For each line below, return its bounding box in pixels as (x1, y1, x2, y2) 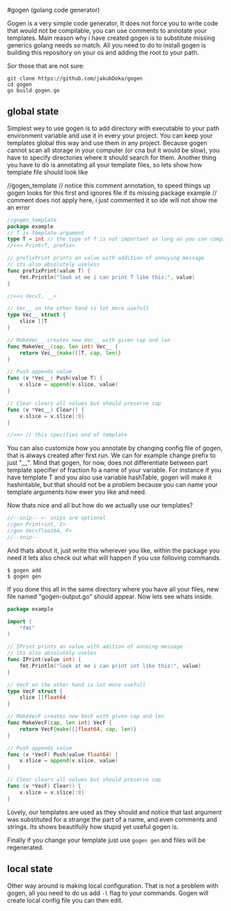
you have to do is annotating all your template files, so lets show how (7, 160, 203, 169)
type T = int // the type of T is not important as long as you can (7, 235, 208, 243)
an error (7, 203, 30, 211)
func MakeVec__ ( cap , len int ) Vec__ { (7, 343, 118, 350)
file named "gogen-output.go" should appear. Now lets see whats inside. (7, 592, 214, 600)
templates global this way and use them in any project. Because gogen (7, 138, 208, 147)
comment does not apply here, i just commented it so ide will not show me (7, 196, 218, 204)
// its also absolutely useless (7, 261, 100, 268)
